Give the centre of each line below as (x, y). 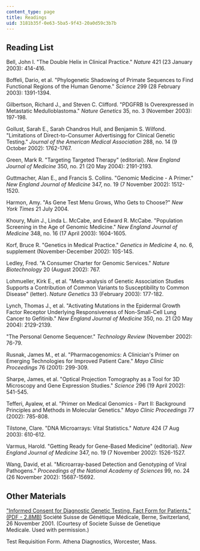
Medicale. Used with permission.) (48, 530)
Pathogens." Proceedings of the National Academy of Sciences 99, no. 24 (98, 471)
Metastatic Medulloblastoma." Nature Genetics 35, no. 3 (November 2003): (99, 111)
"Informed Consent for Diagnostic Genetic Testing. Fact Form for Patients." (98, 511)
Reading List (30, 47)
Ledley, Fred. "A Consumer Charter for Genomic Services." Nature (88, 263)
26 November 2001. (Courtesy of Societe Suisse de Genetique (83, 523)
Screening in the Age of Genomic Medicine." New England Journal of (92, 227)
